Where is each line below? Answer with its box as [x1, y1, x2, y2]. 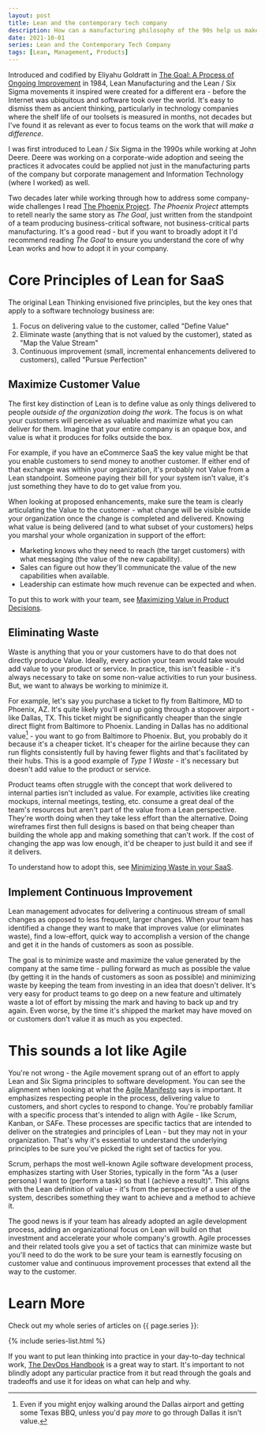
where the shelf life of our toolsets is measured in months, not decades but [8, 112, 252, 121]
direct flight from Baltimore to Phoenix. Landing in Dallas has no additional [8, 721, 248, 730]
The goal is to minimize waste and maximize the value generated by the [8, 955, 241, 965]
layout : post [8, 11, 51, 20]
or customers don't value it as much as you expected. [8, 1014, 183, 1024]
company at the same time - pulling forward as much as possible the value [8, 964, 251, 973]
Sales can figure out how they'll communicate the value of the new [19, 563, 237, 572]
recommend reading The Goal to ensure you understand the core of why [8, 235, 244, 245]
